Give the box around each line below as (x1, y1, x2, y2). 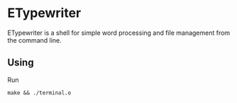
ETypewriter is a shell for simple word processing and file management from (7, 28, 231, 37)
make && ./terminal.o (7, 89, 72, 97)
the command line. (7, 36, 62, 44)
